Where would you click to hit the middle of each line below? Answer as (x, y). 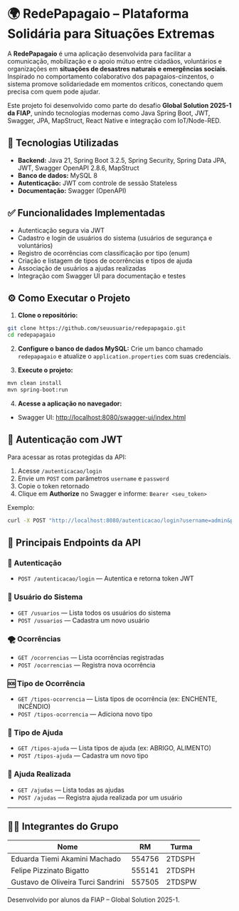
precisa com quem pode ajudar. (54, 91)
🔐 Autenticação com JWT (65, 440)
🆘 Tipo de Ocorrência (46, 683)
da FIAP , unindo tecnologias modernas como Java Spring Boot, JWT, (109, 113)
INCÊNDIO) (34, 707)
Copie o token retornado (54, 485)
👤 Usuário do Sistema (45, 597)
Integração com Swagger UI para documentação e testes (102, 276)
